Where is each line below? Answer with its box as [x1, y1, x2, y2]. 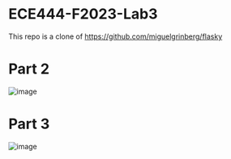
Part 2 [8, 60, 50, 78]
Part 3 [8, 115, 50, 133]
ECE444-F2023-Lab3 [8, 5, 158, 23]
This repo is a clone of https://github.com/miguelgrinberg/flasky [8, 31, 223, 41]
